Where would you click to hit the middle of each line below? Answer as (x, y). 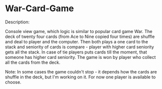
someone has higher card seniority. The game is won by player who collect (81, 57)
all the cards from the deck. (33, 62)
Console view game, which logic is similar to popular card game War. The (79, 31)
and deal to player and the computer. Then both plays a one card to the (77, 41)
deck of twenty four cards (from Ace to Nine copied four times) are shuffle (80, 36)
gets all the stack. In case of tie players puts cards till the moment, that (76, 52)
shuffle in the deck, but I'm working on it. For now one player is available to (81, 77)
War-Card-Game (40, 9)
